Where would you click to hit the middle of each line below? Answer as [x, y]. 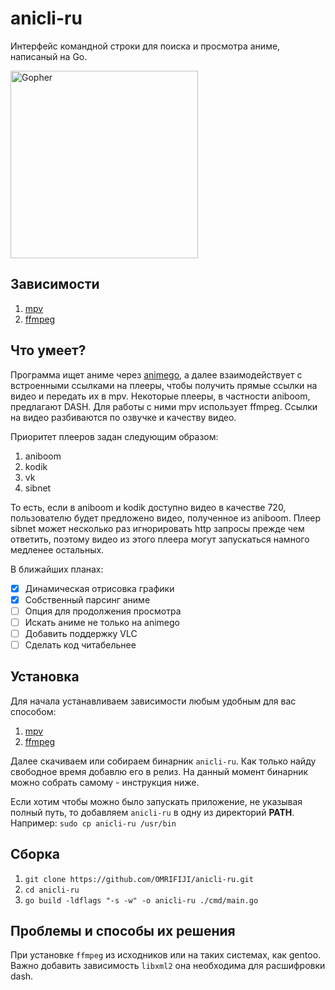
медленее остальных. [57, 549]
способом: [33, 711]
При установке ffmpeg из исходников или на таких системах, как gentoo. [166, 955]
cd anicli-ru [52, 890]
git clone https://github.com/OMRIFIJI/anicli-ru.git [139, 879]
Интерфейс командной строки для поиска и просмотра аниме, [145, 46]
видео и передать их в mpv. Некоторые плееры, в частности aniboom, [160, 396]
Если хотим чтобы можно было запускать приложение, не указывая [156, 801]
